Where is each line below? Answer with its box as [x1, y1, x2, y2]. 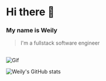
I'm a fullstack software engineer [20, 39, 100, 46]
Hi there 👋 [6, 5, 54, 19]
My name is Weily [6, 26, 57, 35]
